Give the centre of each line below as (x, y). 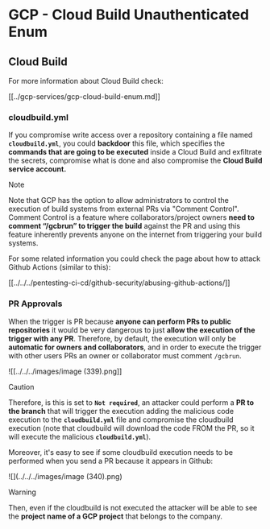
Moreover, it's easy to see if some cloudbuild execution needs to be (121, 452)
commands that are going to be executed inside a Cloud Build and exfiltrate (135, 152)
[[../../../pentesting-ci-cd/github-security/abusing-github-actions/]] (119, 283)
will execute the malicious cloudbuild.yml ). (80, 436)
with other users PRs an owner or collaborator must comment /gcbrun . (125, 355)
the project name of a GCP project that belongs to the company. (116, 516)
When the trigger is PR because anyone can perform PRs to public (120, 321)
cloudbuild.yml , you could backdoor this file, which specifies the (117, 143)
